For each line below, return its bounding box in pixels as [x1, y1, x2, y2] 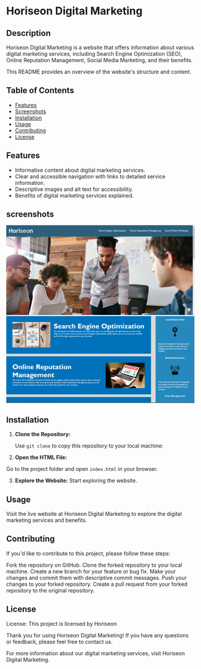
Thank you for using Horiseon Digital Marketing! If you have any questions [6, 631, 189, 638]
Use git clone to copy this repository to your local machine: [14, 442, 163, 449]
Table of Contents [6, 86, 75, 96]
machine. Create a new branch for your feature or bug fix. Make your [6, 567, 176, 575]
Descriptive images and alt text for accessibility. [14, 186, 133, 193]
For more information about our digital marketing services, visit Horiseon [6, 649, 185, 656]
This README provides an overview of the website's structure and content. [6, 68, 191, 75]
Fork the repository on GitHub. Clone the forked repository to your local [6, 561, 182, 568]
